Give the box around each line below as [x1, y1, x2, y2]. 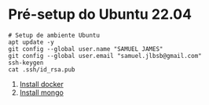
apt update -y [8, 38, 55, 46]
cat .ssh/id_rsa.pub [8, 65, 76, 74]
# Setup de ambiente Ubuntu [8, 31, 101, 39]
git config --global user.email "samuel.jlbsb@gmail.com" [8, 52, 202, 60]
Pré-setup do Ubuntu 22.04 [8, 5, 192, 24]
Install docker [19, 79, 64, 89]
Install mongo [19, 88, 64, 97]
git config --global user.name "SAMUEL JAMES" [8, 45, 163, 52]
